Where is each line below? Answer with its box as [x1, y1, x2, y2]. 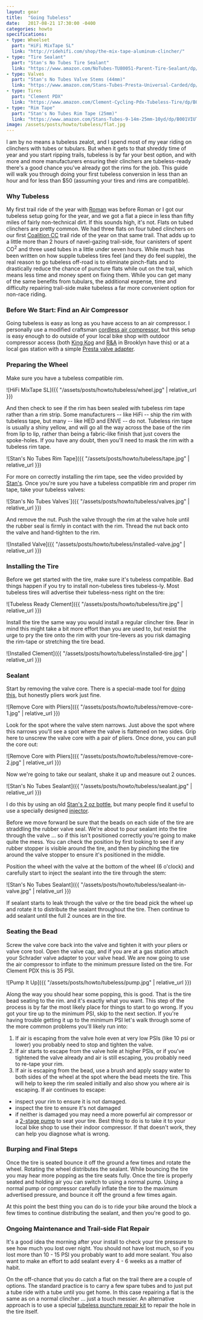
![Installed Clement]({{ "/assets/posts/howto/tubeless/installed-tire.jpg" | [6, 650, 188, 657]
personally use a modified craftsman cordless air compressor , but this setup [6, 326, 196, 334]
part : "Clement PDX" [11, 93, 63, 99]
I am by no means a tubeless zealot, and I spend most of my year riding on [6, 138, 192, 146]
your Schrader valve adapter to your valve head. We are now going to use [6, 954, 190, 961]
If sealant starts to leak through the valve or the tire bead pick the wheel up [6, 899, 193, 907]
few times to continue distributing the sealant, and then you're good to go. [6, 1209, 191, 1216]
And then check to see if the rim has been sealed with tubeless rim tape [6, 404, 185, 411]
